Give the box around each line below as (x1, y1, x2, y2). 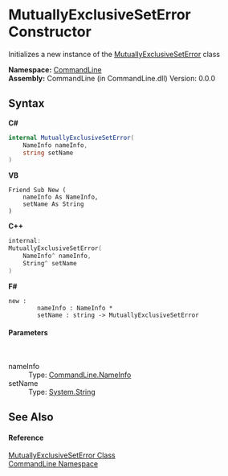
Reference (8, 433, 44, 442)
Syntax (8, 96, 45, 110)
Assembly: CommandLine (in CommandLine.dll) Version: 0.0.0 (8, 73, 216, 83)
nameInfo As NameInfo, (22, 193, 99, 202)
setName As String (22, 200, 84, 208)
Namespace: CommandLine (8, 64, 102, 74)
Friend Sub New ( (8, 187, 67, 195)
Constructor (8, 23, 92, 41)
